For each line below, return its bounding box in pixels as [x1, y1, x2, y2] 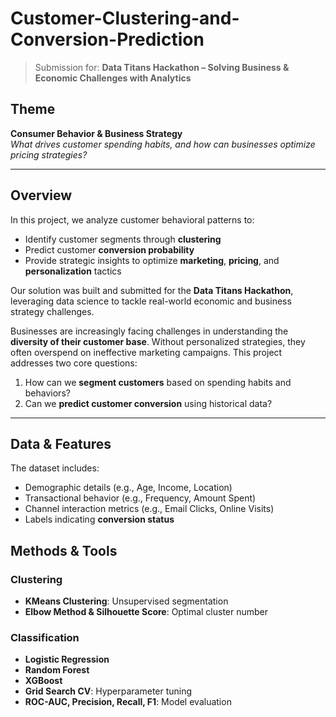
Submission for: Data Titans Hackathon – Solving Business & [34, 61, 290, 73]
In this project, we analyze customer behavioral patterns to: [10, 213, 255, 226]
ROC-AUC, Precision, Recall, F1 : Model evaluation [24, 696, 232, 708]
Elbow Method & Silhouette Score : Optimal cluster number [24, 606, 269, 618]
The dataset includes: [10, 462, 100, 474]
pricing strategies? [10, 148, 88, 161]
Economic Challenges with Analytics [34, 72, 192, 84]
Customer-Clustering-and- [10, 7, 240, 30]
